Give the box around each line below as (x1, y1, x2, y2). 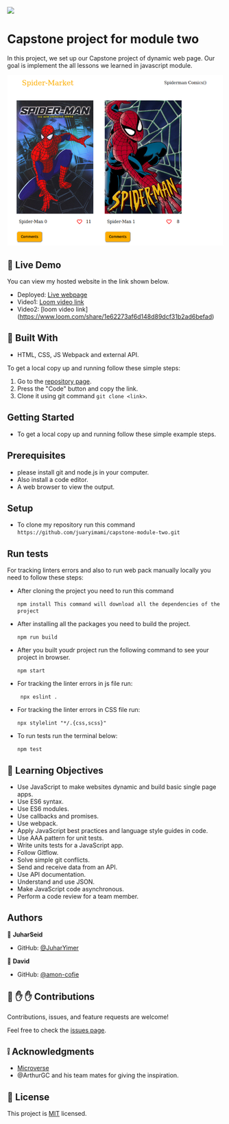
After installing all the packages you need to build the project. (16, 620, 191, 628)
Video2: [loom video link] (16, 306, 88, 314)
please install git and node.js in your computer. (16, 468, 149, 477)
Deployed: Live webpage (16, 290, 88, 299)
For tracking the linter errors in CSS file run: (16, 706, 141, 714)
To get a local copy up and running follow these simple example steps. (16, 430, 217, 438)
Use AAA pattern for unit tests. (16, 834, 104, 842)
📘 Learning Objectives (7, 764, 104, 776)
